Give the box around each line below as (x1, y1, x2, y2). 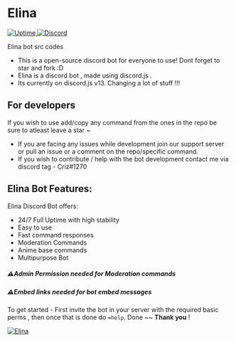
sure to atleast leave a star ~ (7, 126, 91, 134)
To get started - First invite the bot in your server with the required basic (7, 305, 219, 314)
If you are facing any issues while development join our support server (17, 139, 225, 148)
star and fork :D (17, 63, 64, 72)
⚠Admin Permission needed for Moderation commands (7, 269, 176, 278)
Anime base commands (17, 245, 87, 254)
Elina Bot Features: (7, 183, 92, 195)
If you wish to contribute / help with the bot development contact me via (17, 154, 229, 163)
